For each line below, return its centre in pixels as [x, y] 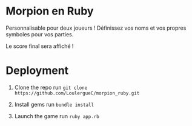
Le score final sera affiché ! [40, 46]
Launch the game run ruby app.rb [57, 116]
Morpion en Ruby [50, 11]
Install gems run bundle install [54, 104]
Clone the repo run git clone [51, 87]
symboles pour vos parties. [40, 34]
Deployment [37, 71]
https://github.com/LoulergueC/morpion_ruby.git [77, 93]
